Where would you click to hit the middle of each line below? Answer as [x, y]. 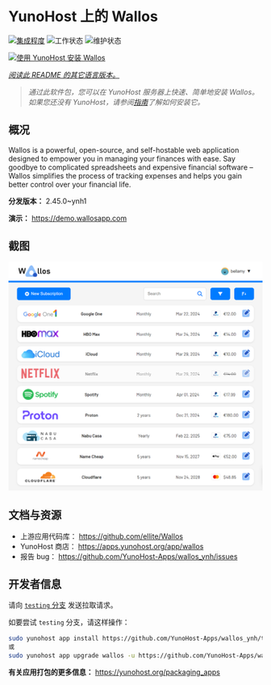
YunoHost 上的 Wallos [83, 17]
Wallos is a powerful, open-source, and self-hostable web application [124, 149]
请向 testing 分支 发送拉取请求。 [63, 605]
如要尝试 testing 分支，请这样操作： [69, 622]
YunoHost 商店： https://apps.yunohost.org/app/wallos [112, 546]
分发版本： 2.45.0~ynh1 [48, 201]
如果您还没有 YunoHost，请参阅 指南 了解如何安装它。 [116, 102]
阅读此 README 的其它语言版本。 [64, 74]
